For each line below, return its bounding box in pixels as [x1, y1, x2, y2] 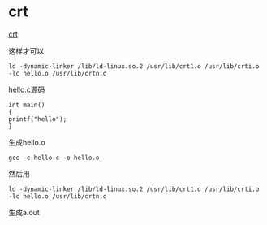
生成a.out [8, 207, 41, 217]
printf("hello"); [8, 115, 67, 123]
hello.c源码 [8, 84, 45, 94]
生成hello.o [8, 137, 46, 147]
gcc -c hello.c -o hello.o [8, 154, 100, 162]
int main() [8, 101, 45, 109]
